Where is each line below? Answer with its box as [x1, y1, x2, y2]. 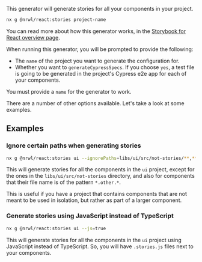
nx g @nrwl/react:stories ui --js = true [6, 225, 106, 231]
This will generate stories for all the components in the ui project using [6, 236, 182, 243]
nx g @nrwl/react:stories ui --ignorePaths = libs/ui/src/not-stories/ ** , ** [6, 155, 198, 161]
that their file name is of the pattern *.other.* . [6, 178, 121, 186]
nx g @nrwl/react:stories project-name [6, 17, 106, 23]
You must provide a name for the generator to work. [6, 88, 132, 95]
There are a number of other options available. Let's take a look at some [6, 99, 185, 107]
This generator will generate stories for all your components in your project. [6, 5, 194, 12]
